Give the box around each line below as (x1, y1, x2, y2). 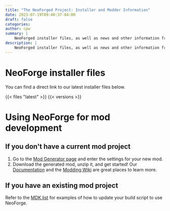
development (5, 122, 62, 133)
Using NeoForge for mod (5, 111, 110, 123)
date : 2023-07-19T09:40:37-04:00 (5, 12, 76, 17)
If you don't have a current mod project (5, 143, 131, 151)
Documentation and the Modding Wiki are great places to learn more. (12, 166, 157, 172)
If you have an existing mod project (5, 181, 118, 190)
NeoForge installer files (5, 67, 105, 79)
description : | (5, 41, 37, 46)
